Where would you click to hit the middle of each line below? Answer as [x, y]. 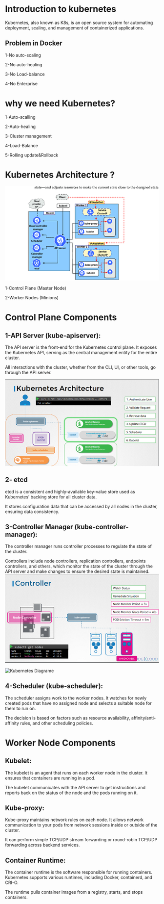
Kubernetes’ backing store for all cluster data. [51, 497]
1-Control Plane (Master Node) [36, 288]
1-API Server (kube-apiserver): [53, 335]
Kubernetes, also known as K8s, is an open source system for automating [79, 23]
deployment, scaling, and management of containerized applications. [75, 27]
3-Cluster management [29, 136]
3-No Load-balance [25, 74]
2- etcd [16, 480]
